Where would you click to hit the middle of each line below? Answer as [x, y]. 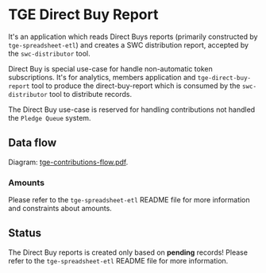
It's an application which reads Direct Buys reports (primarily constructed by [133, 37]
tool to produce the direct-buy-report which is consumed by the [136, 86]
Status [25, 233]
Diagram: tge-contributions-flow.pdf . [68, 162]
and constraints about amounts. [60, 209]
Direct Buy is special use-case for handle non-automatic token [110, 68]
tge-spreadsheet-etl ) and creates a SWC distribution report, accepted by [128, 44]
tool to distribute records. [91, 94]
